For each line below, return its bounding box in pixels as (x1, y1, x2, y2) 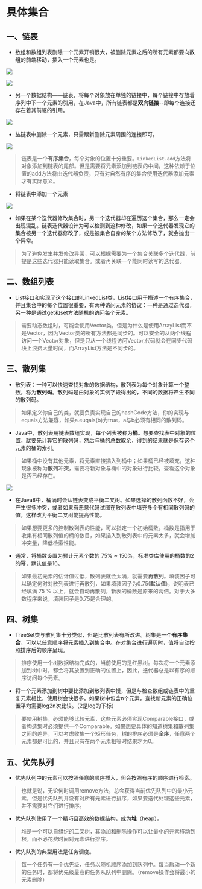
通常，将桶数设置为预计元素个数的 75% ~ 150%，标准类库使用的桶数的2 (14, 552, 194, 559)
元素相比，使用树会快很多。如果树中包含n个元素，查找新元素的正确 (20, 695, 188, 702)
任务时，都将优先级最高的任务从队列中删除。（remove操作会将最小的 (26, 868, 196, 876)
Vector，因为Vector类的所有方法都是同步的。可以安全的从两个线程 (26, 329, 192, 337)
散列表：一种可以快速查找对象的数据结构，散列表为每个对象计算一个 (14, 381, 185, 388)
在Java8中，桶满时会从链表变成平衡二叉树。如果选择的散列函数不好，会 (14, 496, 194, 504)
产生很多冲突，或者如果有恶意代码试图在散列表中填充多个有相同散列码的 (14, 504, 195, 511)
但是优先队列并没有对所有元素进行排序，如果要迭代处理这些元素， (31, 794, 196, 802)
